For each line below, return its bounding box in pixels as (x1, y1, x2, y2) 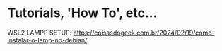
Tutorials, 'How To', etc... (7, 5, 158, 21)
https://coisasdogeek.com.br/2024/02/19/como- (73, 28, 215, 37)
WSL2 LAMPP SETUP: (7, 28, 72, 37)
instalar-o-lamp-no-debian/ (7, 35, 88, 44)
